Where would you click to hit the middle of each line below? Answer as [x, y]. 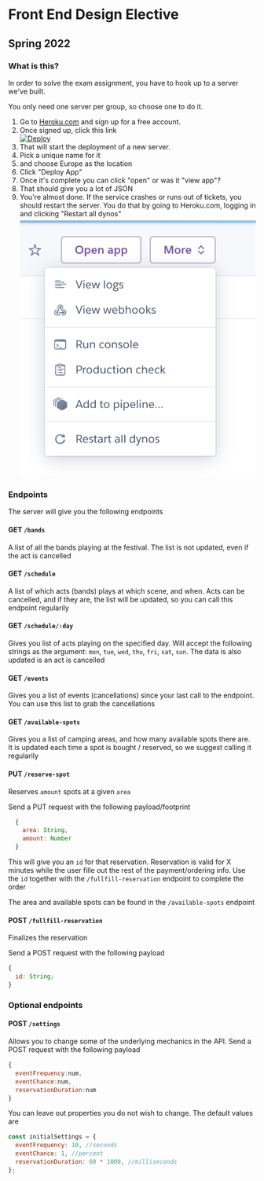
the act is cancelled [40, 555]
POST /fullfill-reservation [55, 920]
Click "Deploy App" [51, 171]
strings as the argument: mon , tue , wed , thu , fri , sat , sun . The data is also [125, 651]
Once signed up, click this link [68, 130]
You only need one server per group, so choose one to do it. [106, 106]
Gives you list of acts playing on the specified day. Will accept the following [130, 643]
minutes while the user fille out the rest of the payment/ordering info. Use [127, 870]
